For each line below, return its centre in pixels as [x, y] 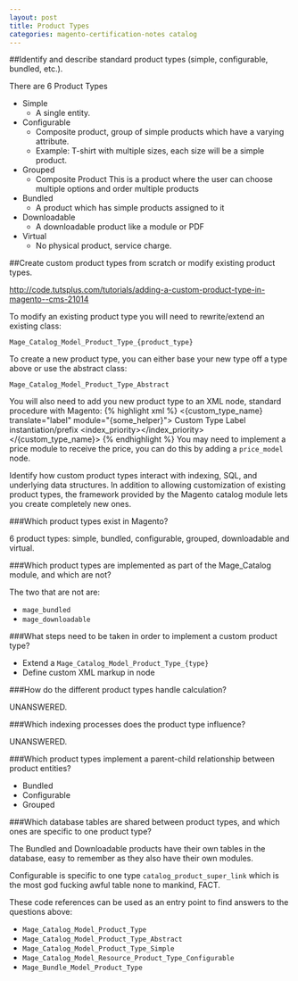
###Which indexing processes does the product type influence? [128, 725]
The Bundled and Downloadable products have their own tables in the [137, 849]
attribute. [52, 141]
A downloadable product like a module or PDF [120, 227]
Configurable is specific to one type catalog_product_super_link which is [144, 876]
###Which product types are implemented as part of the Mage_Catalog [141, 565]
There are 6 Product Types [59, 87]
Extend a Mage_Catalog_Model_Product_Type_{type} [116, 663]
